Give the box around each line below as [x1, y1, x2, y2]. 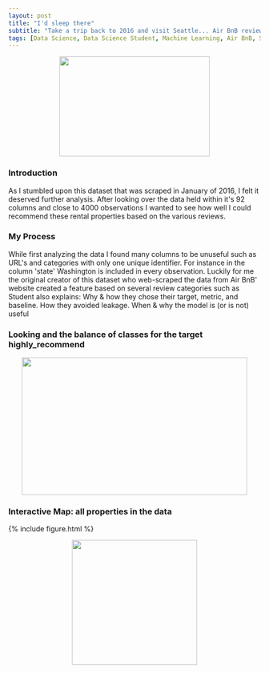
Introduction [8, 167, 58, 178]
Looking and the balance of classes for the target [8, 329, 203, 340]
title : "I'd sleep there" [8, 19, 94, 27]
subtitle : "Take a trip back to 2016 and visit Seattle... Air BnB [8, 26, 239, 34]
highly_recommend [8, 339, 86, 350]
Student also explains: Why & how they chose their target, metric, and [8, 291, 239, 301]
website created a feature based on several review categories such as [8, 283, 240, 293]
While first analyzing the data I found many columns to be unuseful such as [8, 249, 257, 258]
